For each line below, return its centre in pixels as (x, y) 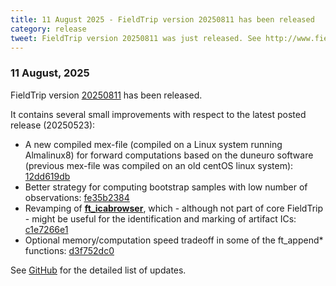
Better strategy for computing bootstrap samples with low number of (166, 187)
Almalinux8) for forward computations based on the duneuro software (169, 155)
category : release (48, 29)
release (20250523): (53, 125)
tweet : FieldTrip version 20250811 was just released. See (136, 38)
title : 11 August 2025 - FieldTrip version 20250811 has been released (162, 19)
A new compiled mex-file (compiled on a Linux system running (153, 144)
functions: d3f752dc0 (69, 250)
